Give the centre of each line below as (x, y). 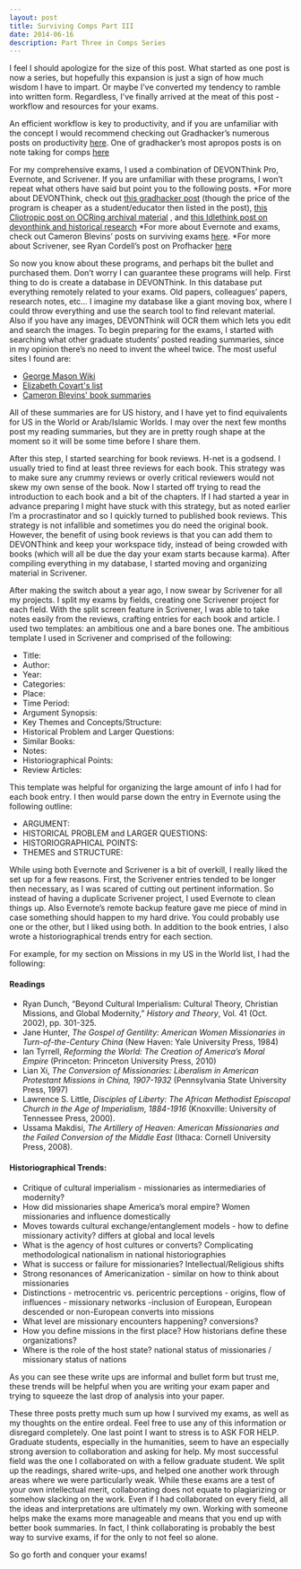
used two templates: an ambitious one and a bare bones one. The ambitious (149, 628)
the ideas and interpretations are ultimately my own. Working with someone (149, 1508)
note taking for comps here (60, 153)
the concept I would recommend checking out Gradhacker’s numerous (140, 133)
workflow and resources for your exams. (84, 106)
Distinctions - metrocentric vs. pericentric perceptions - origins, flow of (154, 1293)
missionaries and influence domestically (96, 1216)
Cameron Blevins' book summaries (86, 395)
